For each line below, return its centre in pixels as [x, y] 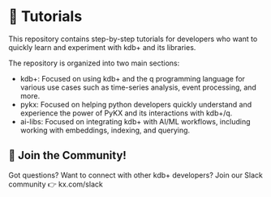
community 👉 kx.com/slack [56, 184]
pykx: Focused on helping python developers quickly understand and [136, 104]
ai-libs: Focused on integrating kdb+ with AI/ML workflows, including [135, 121]
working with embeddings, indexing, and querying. [105, 130]
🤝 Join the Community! [68, 155]
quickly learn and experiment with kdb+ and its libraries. [102, 47]
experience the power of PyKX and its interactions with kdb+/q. [126, 113]
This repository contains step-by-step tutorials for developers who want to [133, 39]
